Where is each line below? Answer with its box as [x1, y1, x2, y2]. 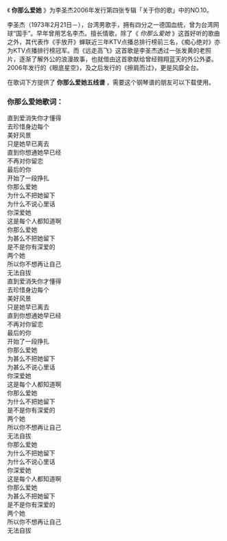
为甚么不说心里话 [7, 363, 56, 371]
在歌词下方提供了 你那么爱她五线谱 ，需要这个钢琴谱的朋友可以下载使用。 [7, 78, 215, 86]
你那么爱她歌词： [7, 97, 64, 107]
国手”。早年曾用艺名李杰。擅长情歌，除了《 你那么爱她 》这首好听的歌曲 [16, 30, 221, 37]
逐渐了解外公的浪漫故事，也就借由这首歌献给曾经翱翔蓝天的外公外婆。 [19, 55, 217, 63]
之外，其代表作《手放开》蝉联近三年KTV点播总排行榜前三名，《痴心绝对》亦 [7, 38, 221, 46]
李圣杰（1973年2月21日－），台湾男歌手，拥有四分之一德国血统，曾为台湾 [7, 21, 214, 29]
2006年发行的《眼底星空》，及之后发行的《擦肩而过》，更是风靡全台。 [7, 64, 202, 71]
